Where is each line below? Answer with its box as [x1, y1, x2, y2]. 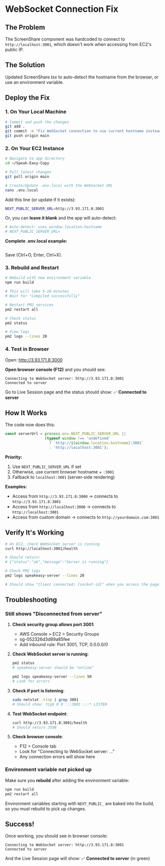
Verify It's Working [5, 529, 64, 537]
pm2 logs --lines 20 [5, 334, 48, 339]
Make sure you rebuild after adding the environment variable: [5, 777, 130, 783]
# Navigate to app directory [5, 156, 65, 161]
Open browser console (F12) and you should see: [5, 366, 106, 372]
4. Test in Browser [5, 346, 49, 353]
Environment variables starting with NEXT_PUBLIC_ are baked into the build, [5, 800, 155, 806]
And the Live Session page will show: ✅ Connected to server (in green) [5, 856, 150, 862]
